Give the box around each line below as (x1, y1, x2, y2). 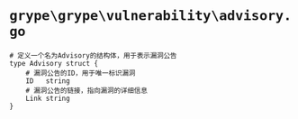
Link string (25, 94, 70, 103)
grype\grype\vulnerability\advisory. (9, 7, 293, 24)
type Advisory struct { (9, 59, 99, 68)
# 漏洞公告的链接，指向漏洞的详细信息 (25, 86, 149, 95)
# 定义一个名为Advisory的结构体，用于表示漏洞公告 (9, 50, 177, 60)
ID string (25, 76, 70, 86)
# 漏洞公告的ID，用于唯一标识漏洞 (25, 69, 136, 78)
